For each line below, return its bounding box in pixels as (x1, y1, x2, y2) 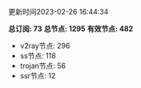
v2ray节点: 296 (19, 41, 70, 50)
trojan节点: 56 (19, 61, 66, 70)
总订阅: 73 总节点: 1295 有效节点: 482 (8, 24, 134, 34)
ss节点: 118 (19, 51, 56, 60)
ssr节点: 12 (19, 71, 56, 80)
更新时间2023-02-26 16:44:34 (8, 7, 109, 16)
